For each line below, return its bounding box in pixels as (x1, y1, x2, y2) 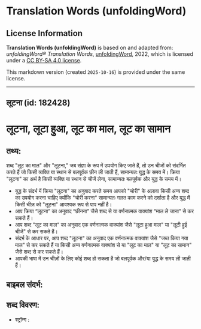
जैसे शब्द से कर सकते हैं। (14, 248, 64, 256)
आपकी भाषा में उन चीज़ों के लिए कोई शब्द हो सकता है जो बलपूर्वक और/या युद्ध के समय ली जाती (14, 255, 191, 262)
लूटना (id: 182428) (6, 98, 71, 108)
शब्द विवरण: (6, 300, 40, 310)
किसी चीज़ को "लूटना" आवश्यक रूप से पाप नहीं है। (14, 201, 112, 208)
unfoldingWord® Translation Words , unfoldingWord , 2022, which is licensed (6, 50, 193, 58)
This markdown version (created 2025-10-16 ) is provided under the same (6, 68, 185, 76)
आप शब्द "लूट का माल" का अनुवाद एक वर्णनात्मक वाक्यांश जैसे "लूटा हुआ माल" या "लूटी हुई (14, 221, 187, 229)
